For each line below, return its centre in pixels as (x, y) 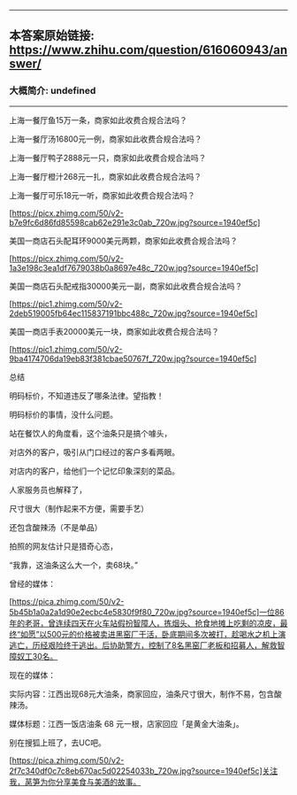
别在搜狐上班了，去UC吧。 (57, 742)
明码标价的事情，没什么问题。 (63, 414)
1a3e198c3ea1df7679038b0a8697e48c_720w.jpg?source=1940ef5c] (134, 267)
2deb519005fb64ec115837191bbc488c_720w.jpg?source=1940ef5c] (133, 313)
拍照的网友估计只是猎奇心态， (63, 546)
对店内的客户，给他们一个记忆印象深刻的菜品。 (94, 471)
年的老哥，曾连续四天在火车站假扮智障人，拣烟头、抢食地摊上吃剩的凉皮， (145, 623)
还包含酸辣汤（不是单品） (56, 527)
